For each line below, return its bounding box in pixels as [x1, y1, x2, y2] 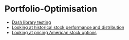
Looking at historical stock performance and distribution [11, 24, 125, 30]
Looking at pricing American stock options [11, 29, 97, 35]
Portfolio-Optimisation [4, 3, 98, 14]
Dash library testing [11, 19, 51, 25]
